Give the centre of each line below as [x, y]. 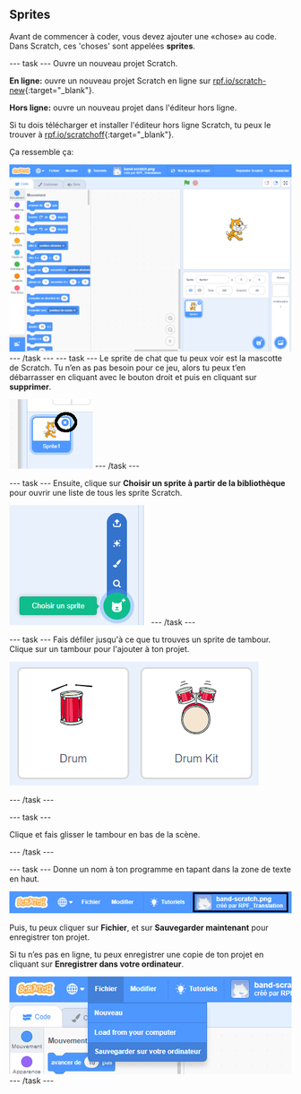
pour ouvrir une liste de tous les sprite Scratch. [96, 492]
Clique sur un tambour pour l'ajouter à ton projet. [99, 648]
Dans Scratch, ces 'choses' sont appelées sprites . [102, 46]
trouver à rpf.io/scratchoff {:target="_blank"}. [92, 135]
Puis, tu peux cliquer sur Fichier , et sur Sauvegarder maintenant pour [139, 928]
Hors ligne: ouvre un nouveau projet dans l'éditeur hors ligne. [123, 108]
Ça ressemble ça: [42, 152]
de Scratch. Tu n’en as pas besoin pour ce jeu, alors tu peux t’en [128, 368]
